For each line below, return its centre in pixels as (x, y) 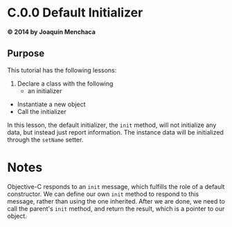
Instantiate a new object (51, 104)
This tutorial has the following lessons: (62, 70)
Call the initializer (42, 111)
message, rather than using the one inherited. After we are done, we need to (116, 201)
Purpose (26, 53)
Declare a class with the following (65, 83)
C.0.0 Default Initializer (75, 13)
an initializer (45, 90)
